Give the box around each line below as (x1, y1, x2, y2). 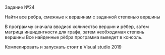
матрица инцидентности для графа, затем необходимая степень (5, 29, 145, 34)
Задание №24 (5, 4, 35, 10)
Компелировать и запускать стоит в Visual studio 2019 (5, 44, 122, 49)
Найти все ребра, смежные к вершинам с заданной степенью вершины (5, 14, 160, 19)
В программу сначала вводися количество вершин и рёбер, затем (5, 23, 149, 29)
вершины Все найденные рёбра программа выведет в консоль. (5, 34, 143, 40)
